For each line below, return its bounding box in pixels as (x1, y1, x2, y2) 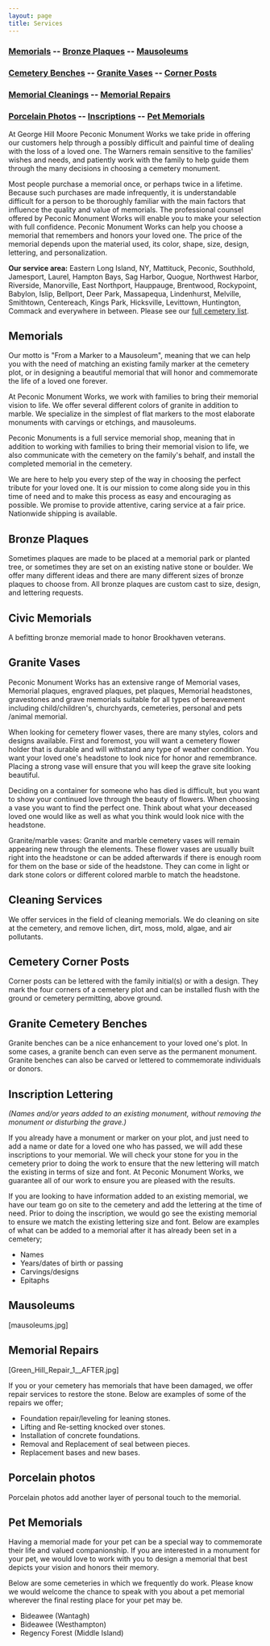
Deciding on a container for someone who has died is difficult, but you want (8, 785, 260, 795)
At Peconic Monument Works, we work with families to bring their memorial (8, 392, 259, 401)
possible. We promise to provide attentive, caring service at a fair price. (8, 501, 246, 510)
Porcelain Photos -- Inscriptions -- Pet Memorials (8, 110, 206, 122)
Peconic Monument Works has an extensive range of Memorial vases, (8, 677, 241, 687)
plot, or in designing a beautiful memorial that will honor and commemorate (8, 368, 258, 377)
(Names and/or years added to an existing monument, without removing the (8, 1109, 262, 1119)
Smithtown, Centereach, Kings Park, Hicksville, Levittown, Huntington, (8, 297, 242, 307)
